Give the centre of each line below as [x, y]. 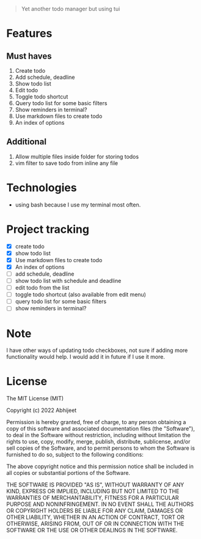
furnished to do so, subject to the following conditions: [75, 455]
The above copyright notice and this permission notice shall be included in [100, 466]
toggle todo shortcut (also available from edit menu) [81, 295]
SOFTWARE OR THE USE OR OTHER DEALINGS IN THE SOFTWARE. [92, 530]
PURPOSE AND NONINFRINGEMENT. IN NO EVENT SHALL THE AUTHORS [100, 504]
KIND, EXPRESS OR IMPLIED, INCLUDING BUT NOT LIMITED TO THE [93, 491]
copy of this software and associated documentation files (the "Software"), [101, 429]
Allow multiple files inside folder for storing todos [77, 156]
